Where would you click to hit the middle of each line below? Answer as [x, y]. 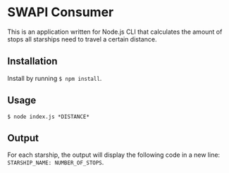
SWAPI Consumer [61, 12]
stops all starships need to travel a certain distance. [82, 39]
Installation [32, 62]
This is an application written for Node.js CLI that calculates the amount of [115, 32]
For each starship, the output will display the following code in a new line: [114, 155]
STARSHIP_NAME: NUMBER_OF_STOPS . [56, 162]
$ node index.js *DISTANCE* [49, 117]
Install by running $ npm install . [55, 78]
